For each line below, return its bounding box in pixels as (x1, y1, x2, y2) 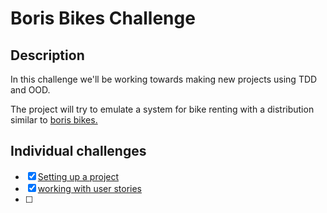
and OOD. (10, 84, 51, 96)
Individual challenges (10, 143, 147, 160)
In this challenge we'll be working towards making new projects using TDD (10, 73, 318, 85)
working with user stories (37, 182, 143, 194)
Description (10, 47, 85, 64)
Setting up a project (37, 170, 120, 182)
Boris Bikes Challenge (10, 7, 196, 30)
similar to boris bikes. (10, 114, 98, 126)
